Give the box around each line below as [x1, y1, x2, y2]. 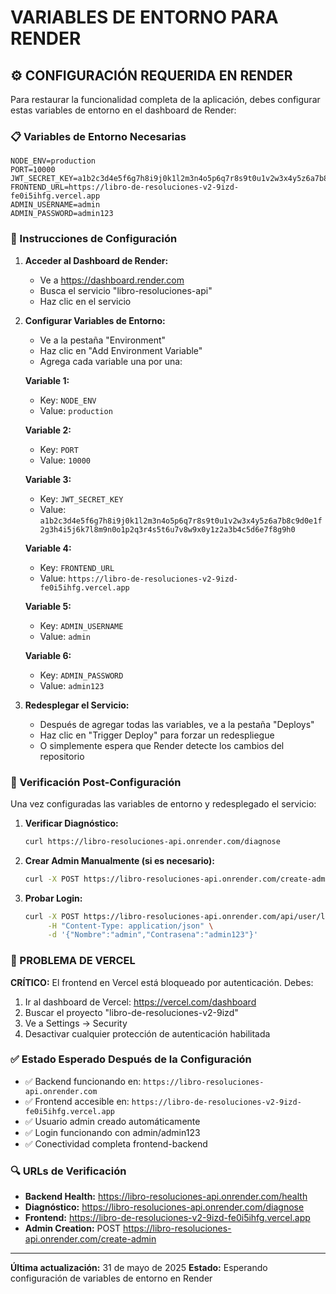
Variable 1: [24, 374, 70, 386]
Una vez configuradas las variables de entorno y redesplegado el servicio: [10, 797, 317, 810]
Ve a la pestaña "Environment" [39, 334, 167, 346]
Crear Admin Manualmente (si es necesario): [24, 854, 215, 866]
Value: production [39, 404, 113, 416]
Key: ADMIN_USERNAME [39, 619, 124, 631]
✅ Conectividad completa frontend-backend [24, 1137, 208, 1150]
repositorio [39, 750, 85, 762]
